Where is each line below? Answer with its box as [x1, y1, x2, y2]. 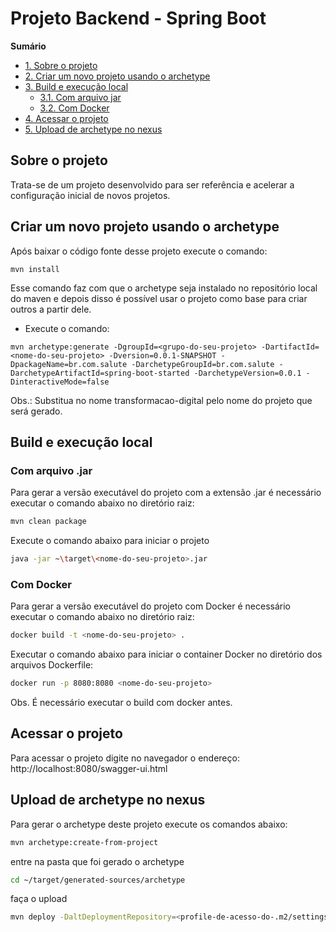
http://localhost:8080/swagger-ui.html [10, 762, 168, 774]
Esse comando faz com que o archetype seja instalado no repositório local [10, 282, 318, 294]
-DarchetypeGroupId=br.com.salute [131, 359, 275, 369]
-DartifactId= [260, 342, 320, 352]
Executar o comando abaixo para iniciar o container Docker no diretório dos [10, 648, 323, 661]
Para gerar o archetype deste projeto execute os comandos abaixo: [10, 818, 288, 830]
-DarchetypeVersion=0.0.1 [193, 368, 302, 378]
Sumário [10, 40, 47, 52]
